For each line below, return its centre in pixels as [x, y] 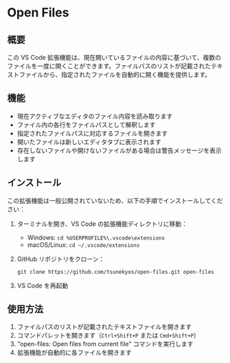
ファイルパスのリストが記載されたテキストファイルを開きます [104, 327]
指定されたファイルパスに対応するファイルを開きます [92, 133]
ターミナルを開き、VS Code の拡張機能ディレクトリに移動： [102, 224]
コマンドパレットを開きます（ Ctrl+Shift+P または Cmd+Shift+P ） [108, 336]
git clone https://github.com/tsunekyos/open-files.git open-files [115, 272]
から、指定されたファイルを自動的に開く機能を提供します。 [127, 74]
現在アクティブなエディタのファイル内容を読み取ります [95, 116]
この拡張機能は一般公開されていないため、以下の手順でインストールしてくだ [115, 200]
